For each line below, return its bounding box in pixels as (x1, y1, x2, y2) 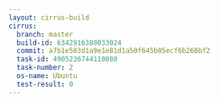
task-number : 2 (16, 64, 74, 73)
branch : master (16, 30, 74, 39)
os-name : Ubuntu (16, 72, 78, 81)
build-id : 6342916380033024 (16, 38, 123, 47)
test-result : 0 (16, 80, 74, 89)
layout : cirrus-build (8, 13, 90, 22)
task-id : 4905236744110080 (16, 55, 118, 64)
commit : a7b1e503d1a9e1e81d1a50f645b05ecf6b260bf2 (16, 47, 211, 56)
